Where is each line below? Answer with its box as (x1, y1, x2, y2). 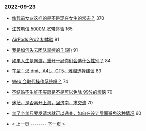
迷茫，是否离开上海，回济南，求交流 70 (11, 100, 93, 106)
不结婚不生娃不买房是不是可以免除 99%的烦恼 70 (11, 89, 113, 95)
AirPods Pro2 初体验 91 (11, 36, 59, 43)
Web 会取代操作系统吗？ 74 (11, 78, 68, 85)
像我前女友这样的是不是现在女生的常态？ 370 (11, 15, 104, 21)
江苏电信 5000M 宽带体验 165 (11, 26, 73, 32)
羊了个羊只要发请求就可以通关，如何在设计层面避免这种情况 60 (11, 110, 142, 116)
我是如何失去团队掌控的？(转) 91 (11, 47, 78, 53)
